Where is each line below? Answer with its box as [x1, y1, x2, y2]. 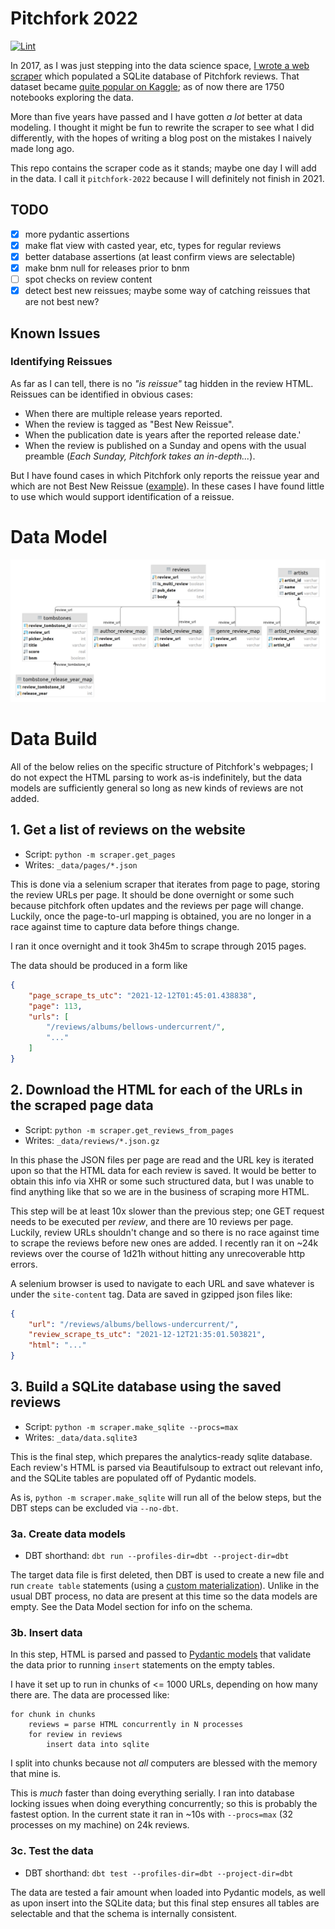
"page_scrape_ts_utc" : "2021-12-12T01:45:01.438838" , [28, 990, 257, 1001]
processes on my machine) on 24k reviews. [10, 1819, 190, 1831]
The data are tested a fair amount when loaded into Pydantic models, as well [10, 1886, 326, 1898]
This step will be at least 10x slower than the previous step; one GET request [10, 1205, 325, 1217]
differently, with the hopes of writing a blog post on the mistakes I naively [10, 132, 312, 144]
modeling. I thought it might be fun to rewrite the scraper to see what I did [10, 121, 315, 133]
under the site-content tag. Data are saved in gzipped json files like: [10, 1288, 293, 1300]
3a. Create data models [10, 1527, 126, 1541]
